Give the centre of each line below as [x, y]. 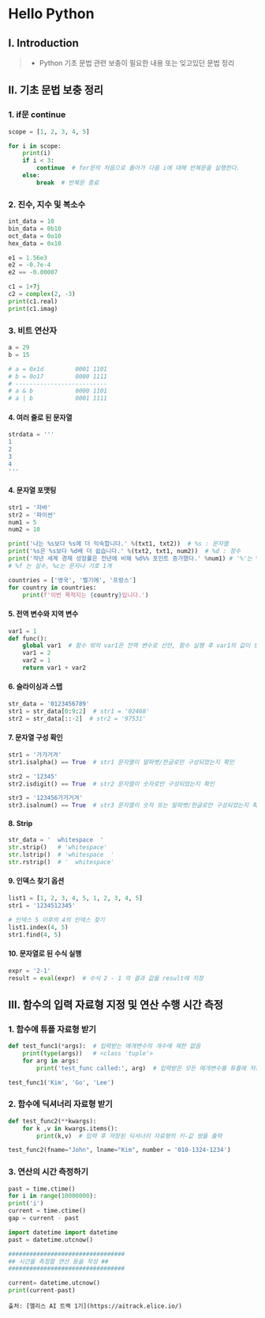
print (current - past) [42, 1290]
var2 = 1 [37, 661]
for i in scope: [35, 146]
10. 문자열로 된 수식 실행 [45, 953]
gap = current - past [44, 1218]
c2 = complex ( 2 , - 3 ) [42, 294]
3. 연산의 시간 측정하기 [49, 1172]
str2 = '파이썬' [32, 515]
